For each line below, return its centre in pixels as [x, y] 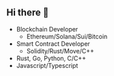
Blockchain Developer [47, 29]
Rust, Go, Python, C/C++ [51, 58]
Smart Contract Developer [53, 43]
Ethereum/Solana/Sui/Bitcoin [67, 36]
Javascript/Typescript [47, 65]
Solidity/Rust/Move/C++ [60, 51]
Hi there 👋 [28, 13]
